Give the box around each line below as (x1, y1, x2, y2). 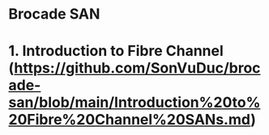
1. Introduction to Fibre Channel (8, 42, 224, 61)
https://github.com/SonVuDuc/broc (14, 59, 261, 78)
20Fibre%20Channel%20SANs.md (8, 111, 251, 129)
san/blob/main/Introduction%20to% (8, 94, 261, 112)
